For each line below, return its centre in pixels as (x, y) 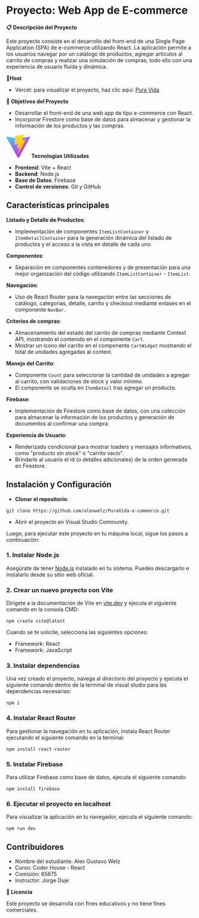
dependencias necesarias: (39, 691)
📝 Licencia (19, 892)
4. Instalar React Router (41, 718)
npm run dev (21, 829)
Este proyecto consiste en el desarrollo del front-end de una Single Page (96, 41)
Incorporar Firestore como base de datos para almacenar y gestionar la (102, 119)
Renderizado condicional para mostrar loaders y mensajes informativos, (103, 447)
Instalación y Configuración (59, 485)
